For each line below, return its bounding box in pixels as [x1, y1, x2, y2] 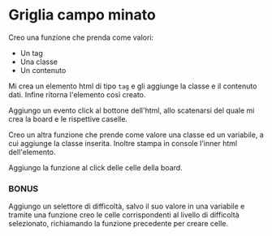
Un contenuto [19, 65, 67, 75]
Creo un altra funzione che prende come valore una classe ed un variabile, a [8, 130, 264, 139]
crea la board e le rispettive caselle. [8, 114, 128, 123]
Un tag [19, 48, 43, 58]
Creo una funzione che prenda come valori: [8, 32, 154, 42]
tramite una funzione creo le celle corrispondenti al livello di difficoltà [8, 210, 240, 220]
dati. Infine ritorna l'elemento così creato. [8, 89, 146, 99]
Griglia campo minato [8, 6, 156, 24]
